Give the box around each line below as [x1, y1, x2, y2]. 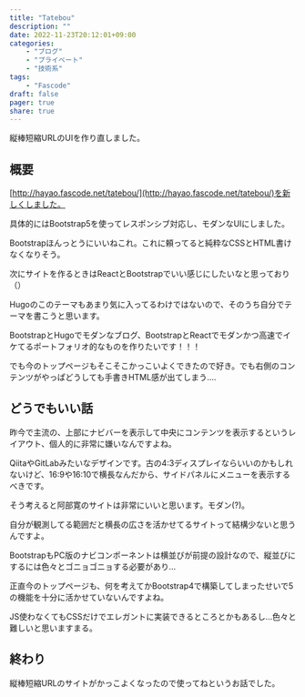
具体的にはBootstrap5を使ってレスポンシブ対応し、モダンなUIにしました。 [9, 218, 290, 229]
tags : [9, 73, 30, 82]
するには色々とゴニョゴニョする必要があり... [9, 561, 177, 571]
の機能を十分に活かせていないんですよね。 [9, 591, 169, 602]
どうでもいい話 [9, 401, 94, 417]
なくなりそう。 [9, 249, 66, 260]
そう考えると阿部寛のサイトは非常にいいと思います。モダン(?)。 [9, 500, 250, 510]
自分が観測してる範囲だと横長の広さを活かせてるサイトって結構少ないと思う [9, 519, 296, 530]
